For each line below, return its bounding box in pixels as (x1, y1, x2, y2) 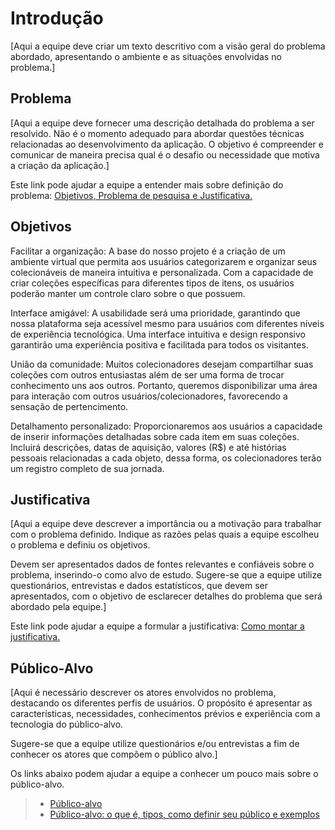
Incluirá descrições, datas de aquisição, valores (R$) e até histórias (10, 441, 287, 453)
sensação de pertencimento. (10, 400, 129, 412)
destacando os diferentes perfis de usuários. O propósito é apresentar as (10, 697, 313, 709)
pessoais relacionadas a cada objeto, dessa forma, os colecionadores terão (10, 452, 322, 464)
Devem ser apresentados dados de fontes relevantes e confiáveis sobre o (10, 558, 315, 571)
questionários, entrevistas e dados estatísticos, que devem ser (10, 580, 269, 592)
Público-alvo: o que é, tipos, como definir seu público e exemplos (49, 808, 320, 821)
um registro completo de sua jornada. (10, 462, 165, 474)
